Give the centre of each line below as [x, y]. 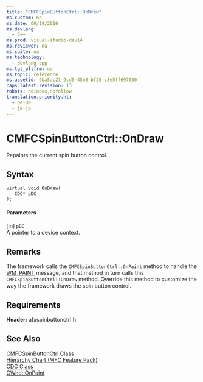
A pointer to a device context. [43, 233]
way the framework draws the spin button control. [69, 286]
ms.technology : [26, 57]
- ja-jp [22, 108]
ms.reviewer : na [27, 46]
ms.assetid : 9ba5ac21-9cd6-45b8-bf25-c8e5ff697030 [72, 80]
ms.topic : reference [33, 74]
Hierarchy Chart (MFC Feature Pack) [52, 359]
